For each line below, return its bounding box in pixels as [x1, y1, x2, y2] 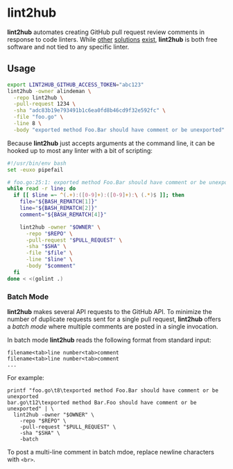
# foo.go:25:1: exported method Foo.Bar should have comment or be [7, 179, 207, 186]
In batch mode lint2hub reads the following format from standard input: [7, 336, 212, 344]
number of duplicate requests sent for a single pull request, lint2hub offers [7, 315, 221, 323]
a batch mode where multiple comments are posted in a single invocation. [7, 322, 218, 331]
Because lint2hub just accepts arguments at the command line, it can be [7, 139, 215, 147]
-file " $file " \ [25, 249, 73, 256]
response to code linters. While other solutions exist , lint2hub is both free [7, 35, 218, 43]
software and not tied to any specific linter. [7, 42, 130, 51]
